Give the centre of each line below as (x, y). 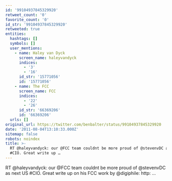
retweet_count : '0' (26, 15)
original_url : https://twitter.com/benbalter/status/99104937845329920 (83, 124)
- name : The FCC (32, 86)
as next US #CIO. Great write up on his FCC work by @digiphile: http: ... (81, 173)
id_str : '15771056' (39, 77)
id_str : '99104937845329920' (36, 24)
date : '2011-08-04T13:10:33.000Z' (42, 129)
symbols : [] (23, 44)
